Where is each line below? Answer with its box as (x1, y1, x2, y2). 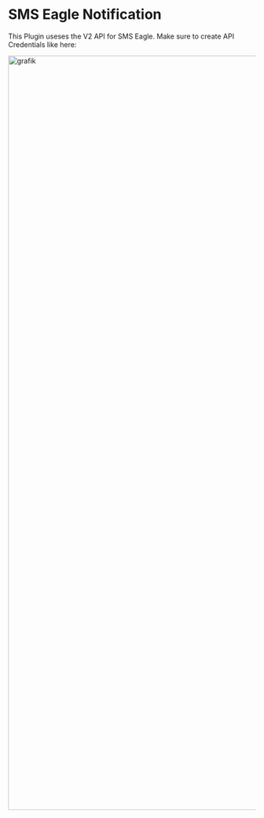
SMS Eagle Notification (8, 6, 163, 24)
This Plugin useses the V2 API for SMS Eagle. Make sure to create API (8, 31, 234, 41)
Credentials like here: (8, 39, 77, 49)
